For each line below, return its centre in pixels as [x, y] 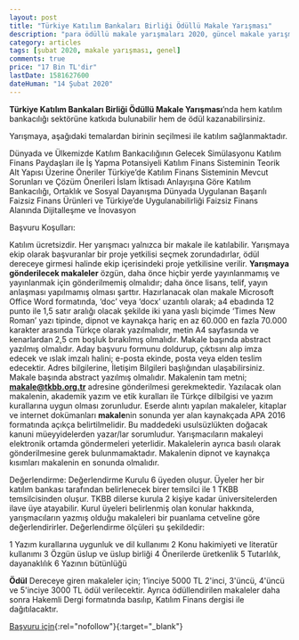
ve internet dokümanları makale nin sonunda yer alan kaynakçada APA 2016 [148, 414]
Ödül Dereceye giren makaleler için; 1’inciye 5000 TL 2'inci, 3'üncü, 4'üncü [147, 580]
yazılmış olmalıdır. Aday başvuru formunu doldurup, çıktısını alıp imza [136, 349]
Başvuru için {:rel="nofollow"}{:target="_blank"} [96, 626]
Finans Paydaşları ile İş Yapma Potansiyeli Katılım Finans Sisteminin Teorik [145, 162]
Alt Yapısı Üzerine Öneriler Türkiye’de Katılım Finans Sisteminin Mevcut [139, 172]
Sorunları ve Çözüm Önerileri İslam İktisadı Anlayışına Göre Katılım [130, 181]
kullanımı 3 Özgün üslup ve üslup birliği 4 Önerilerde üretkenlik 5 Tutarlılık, [145, 554]
